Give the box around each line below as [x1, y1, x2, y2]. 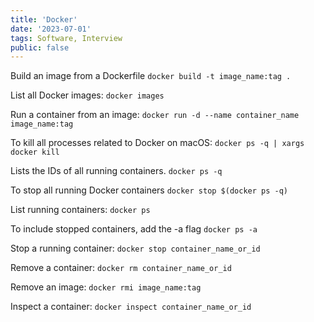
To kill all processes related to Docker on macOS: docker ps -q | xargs [10, 137, 305, 149]
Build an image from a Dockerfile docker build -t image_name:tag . [10, 70, 292, 82]
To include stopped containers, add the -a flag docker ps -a [10, 223, 258, 235]
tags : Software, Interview [10, 33, 123, 43]
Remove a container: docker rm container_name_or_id [10, 262, 232, 274]
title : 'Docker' [10, 14, 78, 25]
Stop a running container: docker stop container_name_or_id [10, 242, 261, 255]
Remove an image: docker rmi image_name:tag [10, 281, 202, 293]
